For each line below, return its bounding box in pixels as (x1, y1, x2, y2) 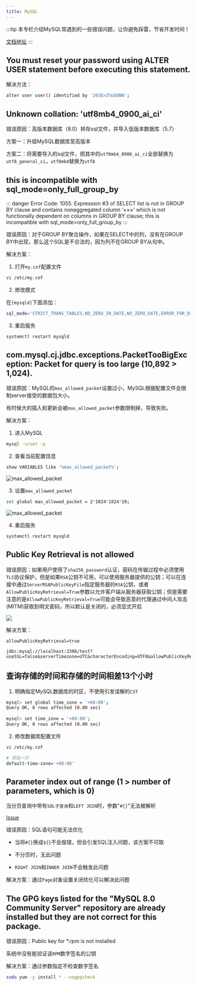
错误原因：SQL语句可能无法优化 (6, 826, 83, 833)
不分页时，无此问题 (14, 851, 62, 858)
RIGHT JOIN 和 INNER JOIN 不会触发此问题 (14, 864, 108, 871)
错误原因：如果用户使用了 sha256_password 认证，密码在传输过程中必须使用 (6, 566, 185, 573)
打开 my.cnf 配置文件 (14, 263, 62, 270)
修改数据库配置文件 (14, 732, 62, 739)
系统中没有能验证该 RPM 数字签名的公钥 (6, 950, 97, 957)
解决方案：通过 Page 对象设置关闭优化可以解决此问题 (6, 876, 130, 883)
